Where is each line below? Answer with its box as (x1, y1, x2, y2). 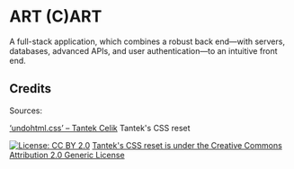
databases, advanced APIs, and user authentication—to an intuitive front (9, 45, 278, 56)
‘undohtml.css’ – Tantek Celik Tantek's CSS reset (9, 122, 191, 133)
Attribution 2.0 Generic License (9, 149, 125, 160)
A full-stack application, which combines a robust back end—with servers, (9, 36, 286, 47)
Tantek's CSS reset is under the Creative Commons (92, 139, 283, 150)
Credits (9, 81, 52, 96)
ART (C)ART (9, 6, 102, 27)
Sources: (9, 105, 43, 116)
